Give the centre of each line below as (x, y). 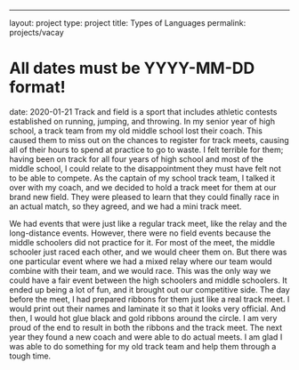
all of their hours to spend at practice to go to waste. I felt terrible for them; (146, 149)
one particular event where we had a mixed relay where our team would (141, 261)
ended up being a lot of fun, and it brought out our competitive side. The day (150, 289)
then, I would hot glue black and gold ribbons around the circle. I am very (143, 318)
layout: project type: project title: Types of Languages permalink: (128, 23)
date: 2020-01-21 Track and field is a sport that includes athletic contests (143, 111)
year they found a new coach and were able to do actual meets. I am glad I (146, 337)
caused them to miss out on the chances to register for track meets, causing (149, 140)
